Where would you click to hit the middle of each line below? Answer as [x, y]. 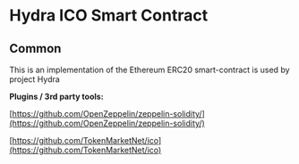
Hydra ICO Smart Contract [109, 16]
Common [35, 49]
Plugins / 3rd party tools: [57, 96]
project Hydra [34, 79]
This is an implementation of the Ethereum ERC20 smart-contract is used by [149, 70]
